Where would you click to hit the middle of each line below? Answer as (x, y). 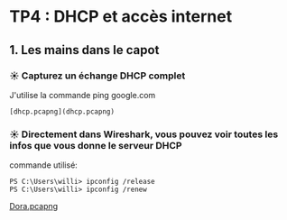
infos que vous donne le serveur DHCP (96, 145)
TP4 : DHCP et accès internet (121, 17)
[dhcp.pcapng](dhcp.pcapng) (62, 111)
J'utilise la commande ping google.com (83, 95)
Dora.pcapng (34, 206)
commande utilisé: (44, 165)
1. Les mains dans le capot (84, 50)
